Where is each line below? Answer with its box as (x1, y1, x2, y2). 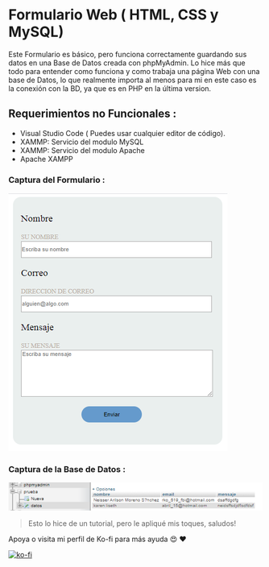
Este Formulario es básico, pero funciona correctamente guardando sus (8, 49, 247, 59)
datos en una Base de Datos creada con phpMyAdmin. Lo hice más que (8, 58, 246, 68)
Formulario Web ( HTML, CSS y (8, 6, 219, 24)
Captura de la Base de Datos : (8, 463, 126, 474)
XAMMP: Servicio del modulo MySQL (19, 137, 144, 147)
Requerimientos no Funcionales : (8, 107, 177, 121)
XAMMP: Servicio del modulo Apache (19, 145, 145, 155)
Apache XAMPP (19, 154, 74, 163)
